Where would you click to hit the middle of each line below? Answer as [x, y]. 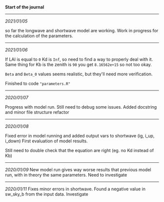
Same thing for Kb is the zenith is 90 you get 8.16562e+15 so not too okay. [79, 65]
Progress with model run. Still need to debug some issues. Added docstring [81, 107]
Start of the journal [25, 7]
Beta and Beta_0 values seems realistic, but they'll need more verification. [79, 74]
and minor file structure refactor [37, 112]
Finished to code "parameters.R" [38, 83]
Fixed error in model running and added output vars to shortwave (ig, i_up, [80, 136]
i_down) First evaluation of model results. [46, 141]
